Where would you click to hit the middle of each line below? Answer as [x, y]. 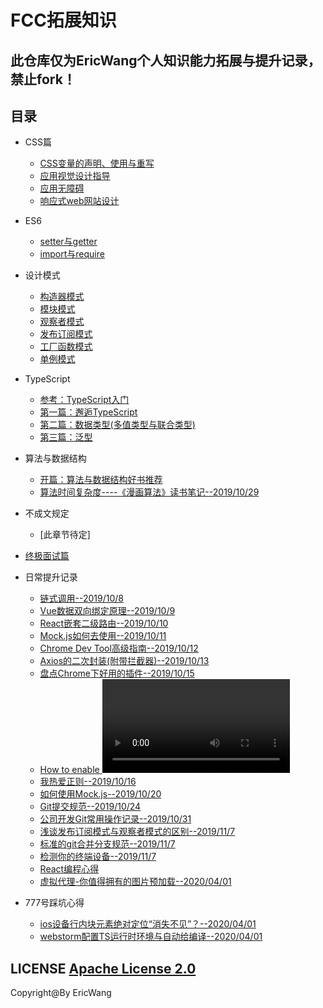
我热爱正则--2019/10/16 [88, 782]
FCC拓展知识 [63, 20]
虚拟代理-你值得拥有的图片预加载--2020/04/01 [135, 882]
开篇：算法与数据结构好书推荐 [101, 480]
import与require [72, 254]
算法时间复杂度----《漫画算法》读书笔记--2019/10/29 [149, 492]
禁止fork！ [43, 79]
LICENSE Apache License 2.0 [103, 968]
